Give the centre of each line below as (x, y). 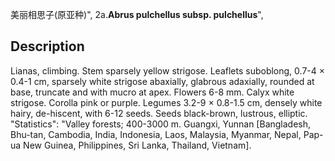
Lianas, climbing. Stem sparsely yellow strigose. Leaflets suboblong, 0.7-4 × (167, 70)
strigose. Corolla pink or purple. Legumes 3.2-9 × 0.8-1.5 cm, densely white (166, 102)
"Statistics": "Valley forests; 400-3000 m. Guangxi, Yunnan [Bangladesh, (161, 124)
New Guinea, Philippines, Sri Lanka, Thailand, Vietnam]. (137, 145)
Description (47, 46)
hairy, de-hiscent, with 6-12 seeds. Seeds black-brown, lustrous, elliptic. (159, 113)
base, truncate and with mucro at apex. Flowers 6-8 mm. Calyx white (152, 92)
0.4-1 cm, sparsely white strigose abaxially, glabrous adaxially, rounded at (162, 81)
